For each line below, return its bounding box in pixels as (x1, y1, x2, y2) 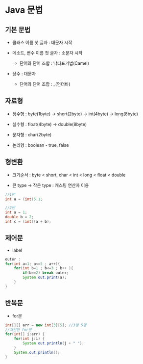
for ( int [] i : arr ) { (5, 332, 45, 337)
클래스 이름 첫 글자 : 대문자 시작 (12, 40, 72, 45)
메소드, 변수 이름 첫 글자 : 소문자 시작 (12, 50, 83, 55)
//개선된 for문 (5, 327, 32, 332)
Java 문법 (5, 4, 43, 16)
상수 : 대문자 (12, 71, 36, 77)
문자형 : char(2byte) (12, 131, 52, 137)
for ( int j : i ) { (14, 337, 45, 341)
